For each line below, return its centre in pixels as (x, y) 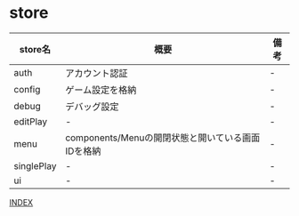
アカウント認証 (97, 73)
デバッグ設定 (92, 107)
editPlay (31, 121)
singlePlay (35, 165)
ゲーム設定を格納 (101, 90)
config (27, 89)
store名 (35, 49)
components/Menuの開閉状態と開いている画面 (163, 138)
